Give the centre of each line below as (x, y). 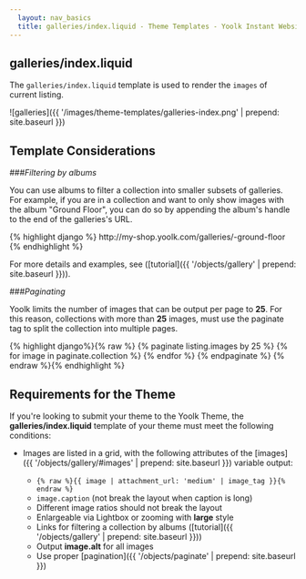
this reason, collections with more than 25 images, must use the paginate (147, 319)
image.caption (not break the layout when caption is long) (144, 498)
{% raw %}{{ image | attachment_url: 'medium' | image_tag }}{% (161, 481)
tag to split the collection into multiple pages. (94, 329)
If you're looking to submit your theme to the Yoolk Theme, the (127, 416)
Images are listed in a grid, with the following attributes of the (138, 452)
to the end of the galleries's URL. (71, 219)
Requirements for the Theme (92, 394)
